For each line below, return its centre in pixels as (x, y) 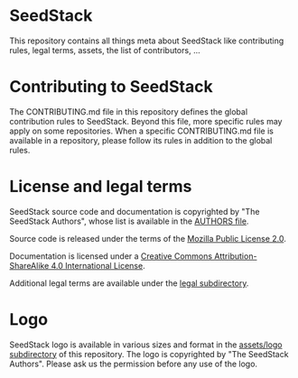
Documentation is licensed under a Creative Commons (111, 256)
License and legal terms (101, 187)
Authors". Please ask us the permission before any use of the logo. (134, 364)
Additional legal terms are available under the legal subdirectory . (129, 283)
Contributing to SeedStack (112, 87)
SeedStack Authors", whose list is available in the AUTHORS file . (129, 221)
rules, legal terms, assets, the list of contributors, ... (105, 50)
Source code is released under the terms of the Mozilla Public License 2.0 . (148, 238)
